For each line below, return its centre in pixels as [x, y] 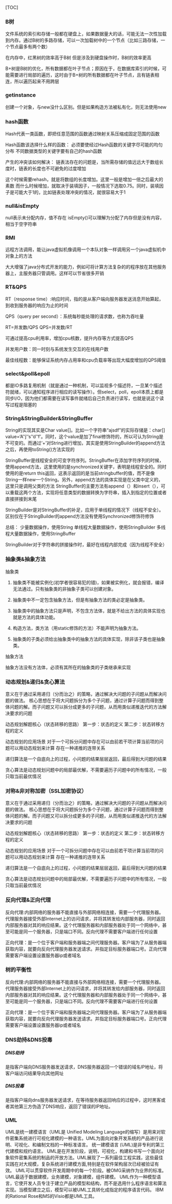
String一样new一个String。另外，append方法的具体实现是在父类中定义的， [84, 480]
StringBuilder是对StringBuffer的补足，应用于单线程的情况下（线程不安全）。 [84, 510]
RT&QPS [16, 287]
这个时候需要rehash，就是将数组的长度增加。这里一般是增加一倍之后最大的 [84, 179]
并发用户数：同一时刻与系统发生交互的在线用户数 [57, 349]
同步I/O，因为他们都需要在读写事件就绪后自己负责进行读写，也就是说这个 [82, 399]
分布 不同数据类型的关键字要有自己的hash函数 [54, 151]
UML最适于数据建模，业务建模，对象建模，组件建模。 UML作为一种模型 [81, 1177]
